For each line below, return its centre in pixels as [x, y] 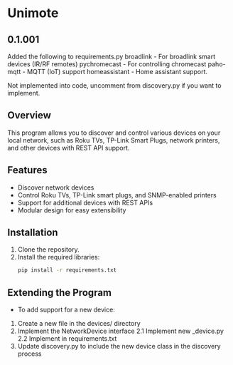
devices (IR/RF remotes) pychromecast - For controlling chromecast [107, 64]
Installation [33, 233]
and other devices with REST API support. [69, 148]
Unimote [33, 13]
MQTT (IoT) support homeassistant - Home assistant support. [118, 72]
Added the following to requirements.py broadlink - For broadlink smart [112, 56]
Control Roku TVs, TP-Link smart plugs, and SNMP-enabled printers [117, 195]
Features [27, 170]
